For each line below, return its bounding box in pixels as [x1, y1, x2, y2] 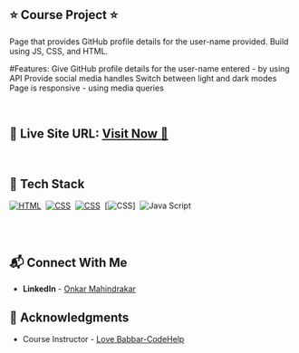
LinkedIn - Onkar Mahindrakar [22, 283, 136, 294]
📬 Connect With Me [9, 254, 128, 270]
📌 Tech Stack [9, 176, 85, 192]
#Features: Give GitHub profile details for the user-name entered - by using [9, 62, 290, 74]
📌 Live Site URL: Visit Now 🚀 [9, 126, 169, 142]
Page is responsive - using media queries [9, 82, 165, 93]
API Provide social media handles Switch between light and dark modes [9, 72, 277, 83]
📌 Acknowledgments [9, 310, 130, 325]
